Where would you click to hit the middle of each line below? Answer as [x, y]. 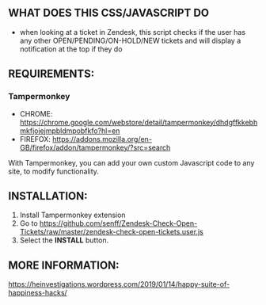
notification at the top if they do [71, 49]
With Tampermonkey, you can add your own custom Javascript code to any [131, 162]
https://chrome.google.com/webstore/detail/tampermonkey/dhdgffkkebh [139, 122]
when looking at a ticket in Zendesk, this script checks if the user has [133, 32]
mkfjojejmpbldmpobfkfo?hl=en [70, 131]
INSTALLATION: [48, 196]
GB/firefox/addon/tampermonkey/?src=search [95, 147]
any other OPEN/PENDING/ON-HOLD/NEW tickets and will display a [130, 40]
